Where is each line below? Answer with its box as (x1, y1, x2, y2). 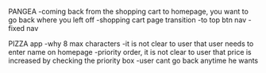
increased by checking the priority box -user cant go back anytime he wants (8, 56, 259, 65)
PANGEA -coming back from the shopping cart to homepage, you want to (8, 7, 249, 16)
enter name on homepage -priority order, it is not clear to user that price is (8, 48, 252, 56)
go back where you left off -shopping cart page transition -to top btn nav (8, 15, 247, 25)
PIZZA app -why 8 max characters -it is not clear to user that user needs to (8, 39, 254, 48)
